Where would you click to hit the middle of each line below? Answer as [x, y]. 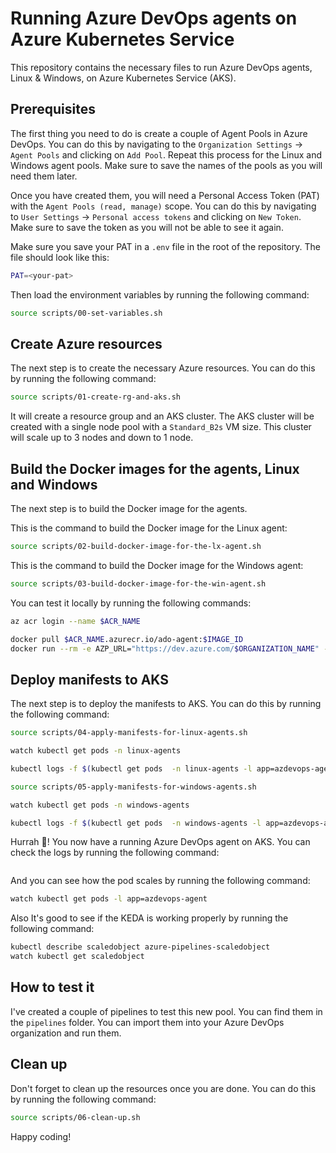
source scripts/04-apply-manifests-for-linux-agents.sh [129, 733]
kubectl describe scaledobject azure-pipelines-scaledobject [140, 947]
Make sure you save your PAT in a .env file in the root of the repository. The [165, 246]
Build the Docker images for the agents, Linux [155, 468]
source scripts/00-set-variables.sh [86, 313]
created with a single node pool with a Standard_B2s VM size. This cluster [161, 427]
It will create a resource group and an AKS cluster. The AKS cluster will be [162, 416]
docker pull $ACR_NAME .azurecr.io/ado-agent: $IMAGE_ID [127, 639]
